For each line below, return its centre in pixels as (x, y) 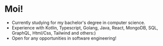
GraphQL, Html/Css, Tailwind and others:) (54, 33)
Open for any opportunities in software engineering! (64, 38)
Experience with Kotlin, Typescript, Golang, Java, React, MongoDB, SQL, (85, 27)
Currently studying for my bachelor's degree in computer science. (78, 23)
